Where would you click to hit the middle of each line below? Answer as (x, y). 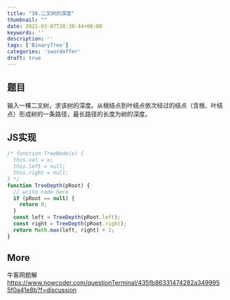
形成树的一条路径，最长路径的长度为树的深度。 (85, 114)
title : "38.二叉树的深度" (41, 13)
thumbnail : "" (27, 20)
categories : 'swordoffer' (44, 52)
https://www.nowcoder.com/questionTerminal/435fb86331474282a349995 (114, 283)
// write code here (41, 192)
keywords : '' (26, 33)
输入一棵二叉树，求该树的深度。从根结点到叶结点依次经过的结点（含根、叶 (112, 105)
